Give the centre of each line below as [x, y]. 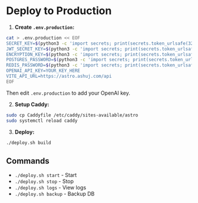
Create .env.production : [44, 27]
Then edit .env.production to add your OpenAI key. [68, 93]
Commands [28, 161]
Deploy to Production [59, 11]
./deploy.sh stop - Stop [44, 181]
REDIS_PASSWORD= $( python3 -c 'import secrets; [64, 65]
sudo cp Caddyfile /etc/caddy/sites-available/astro [72, 115]
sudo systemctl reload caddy [42, 121]
